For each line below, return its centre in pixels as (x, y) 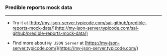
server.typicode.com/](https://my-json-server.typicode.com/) (75, 48)
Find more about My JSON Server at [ (49, 43)
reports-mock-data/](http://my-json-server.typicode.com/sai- (76, 28)
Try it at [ (22, 23)
